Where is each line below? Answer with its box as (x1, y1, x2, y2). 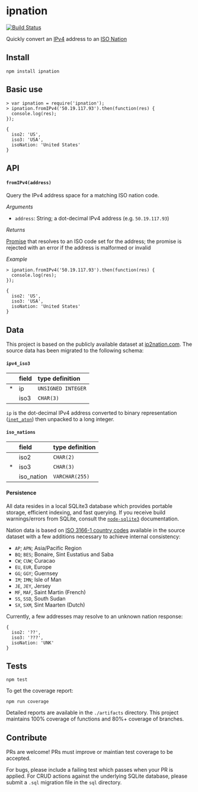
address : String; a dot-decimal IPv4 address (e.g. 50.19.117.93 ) (14, 215, 170, 222)
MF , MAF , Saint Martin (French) (14, 588, 86, 595)
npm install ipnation (6, 68, 60, 74)
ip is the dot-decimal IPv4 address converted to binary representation (6, 409, 177, 416)
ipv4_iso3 (6, 361, 31, 367)
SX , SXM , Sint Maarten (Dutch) (14, 601, 85, 608)
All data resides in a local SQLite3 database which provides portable (6, 502, 173, 509)
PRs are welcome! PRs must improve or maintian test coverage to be (6, 749, 173, 756)
